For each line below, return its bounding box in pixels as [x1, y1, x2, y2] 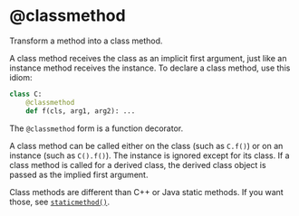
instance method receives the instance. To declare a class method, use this [9, 62, 291, 73]
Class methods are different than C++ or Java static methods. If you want [9, 186, 284, 197]
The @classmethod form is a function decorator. [9, 123, 184, 134]
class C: [9, 89, 43, 99]
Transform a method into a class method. [9, 35, 163, 46]
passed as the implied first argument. [9, 169, 149, 180]
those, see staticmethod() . [9, 196, 111, 207]
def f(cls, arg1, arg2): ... [25, 106, 136, 116]
